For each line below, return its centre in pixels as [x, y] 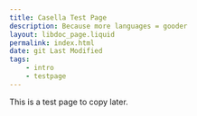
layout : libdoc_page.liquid [62, 34]
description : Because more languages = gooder [98, 26]
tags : [19, 59]
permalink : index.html [52, 43]
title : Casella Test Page [58, 18]
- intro [40, 68]
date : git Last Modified [56, 51]
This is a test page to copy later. [69, 102]
